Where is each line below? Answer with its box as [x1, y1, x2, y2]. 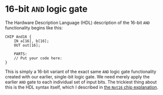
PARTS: [14, 51, 27, 56]
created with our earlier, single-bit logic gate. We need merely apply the [5, 73, 150, 79]
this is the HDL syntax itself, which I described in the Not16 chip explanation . [5, 84, 159, 90]
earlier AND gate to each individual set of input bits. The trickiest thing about [5, 79, 157, 85]
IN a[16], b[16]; [14, 38, 49, 44]
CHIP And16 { [5, 34, 32, 39]
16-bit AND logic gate [5, 3, 88, 15]
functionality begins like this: [5, 24, 63, 30]
